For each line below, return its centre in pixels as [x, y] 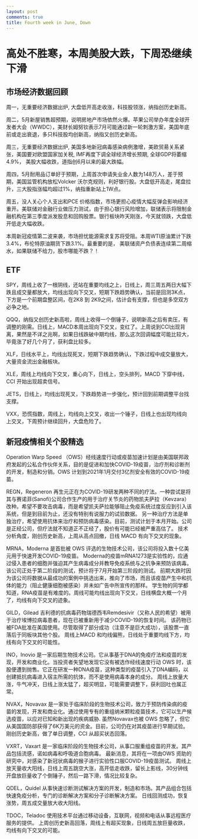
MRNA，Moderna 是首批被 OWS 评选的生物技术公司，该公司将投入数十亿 [95, 548]
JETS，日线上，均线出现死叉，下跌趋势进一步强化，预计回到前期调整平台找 [98, 394]
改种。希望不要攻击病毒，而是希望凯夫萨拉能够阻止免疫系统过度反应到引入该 [99, 506]
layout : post [22, 12]
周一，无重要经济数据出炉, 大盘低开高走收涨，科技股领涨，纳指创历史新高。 [98, 107]
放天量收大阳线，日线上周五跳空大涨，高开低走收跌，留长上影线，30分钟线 [97, 768]
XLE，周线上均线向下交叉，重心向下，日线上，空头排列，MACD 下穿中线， [97, 374]
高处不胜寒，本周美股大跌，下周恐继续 [99, 53]
